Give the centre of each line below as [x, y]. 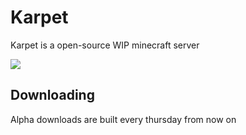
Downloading [52, 95]
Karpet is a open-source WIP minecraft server [105, 45]
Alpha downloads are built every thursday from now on [123, 119]
